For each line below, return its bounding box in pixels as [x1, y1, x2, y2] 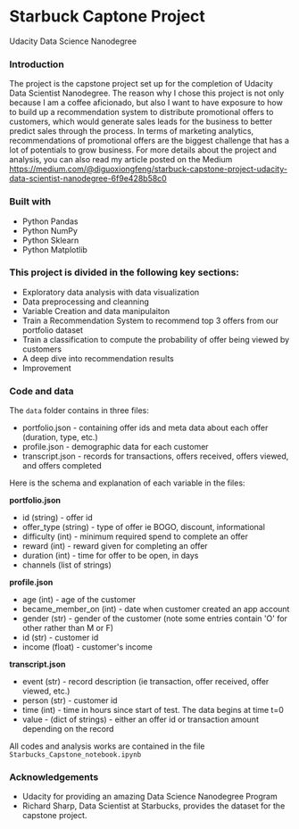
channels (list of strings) [21, 560, 112, 570]
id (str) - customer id [21, 632, 99, 643]
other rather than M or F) [21, 623, 114, 634]
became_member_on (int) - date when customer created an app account [21, 604, 290, 615]
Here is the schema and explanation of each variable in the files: [9, 477, 245, 488]
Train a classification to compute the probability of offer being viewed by [21, 334, 290, 344]
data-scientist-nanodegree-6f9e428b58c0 [9, 173, 167, 184]
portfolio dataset [21, 324, 83, 336]
